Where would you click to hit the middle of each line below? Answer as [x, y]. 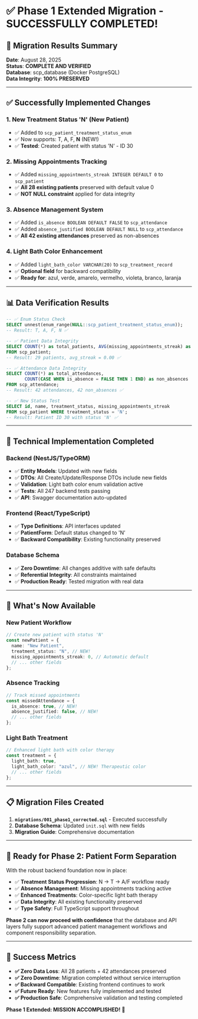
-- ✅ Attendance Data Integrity [46, 368]
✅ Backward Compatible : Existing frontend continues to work [90, 985]
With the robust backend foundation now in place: [67, 871]
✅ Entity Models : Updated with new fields [66, 471]
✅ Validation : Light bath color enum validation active [79, 484]
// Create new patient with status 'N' [55, 635]
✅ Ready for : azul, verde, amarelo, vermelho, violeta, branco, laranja [98, 278]
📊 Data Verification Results [58, 303]
